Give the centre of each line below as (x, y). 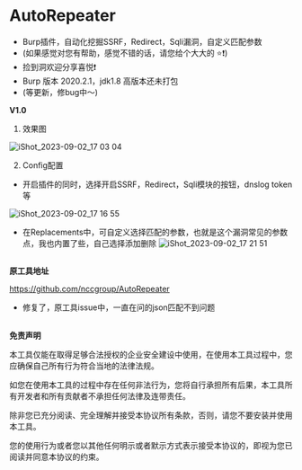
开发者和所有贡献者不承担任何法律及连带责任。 (103, 395)
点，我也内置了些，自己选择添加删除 (89, 243)
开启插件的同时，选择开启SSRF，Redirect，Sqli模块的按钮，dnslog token (157, 184)
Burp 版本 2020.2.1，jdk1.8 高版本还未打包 (100, 81)
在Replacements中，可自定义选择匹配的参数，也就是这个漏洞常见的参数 (155, 232)
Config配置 (43, 165)
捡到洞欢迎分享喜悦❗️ (59, 67)
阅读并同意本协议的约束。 (57, 457)
